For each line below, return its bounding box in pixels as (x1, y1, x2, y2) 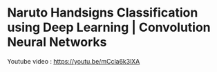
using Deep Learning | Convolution (7, 19, 211, 35)
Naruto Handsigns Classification (7, 5, 198, 21)
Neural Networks (7, 35, 107, 50)
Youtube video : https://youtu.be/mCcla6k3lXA (7, 57, 140, 65)
